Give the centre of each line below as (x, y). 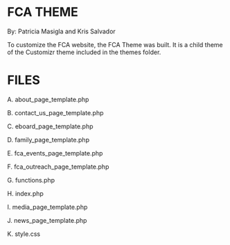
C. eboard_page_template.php (50, 126)
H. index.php (25, 193)
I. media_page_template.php (47, 207)
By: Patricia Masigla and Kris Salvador (61, 31)
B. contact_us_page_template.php (55, 112)
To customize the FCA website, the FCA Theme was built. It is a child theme (115, 44)
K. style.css (24, 234)
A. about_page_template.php (48, 99)
